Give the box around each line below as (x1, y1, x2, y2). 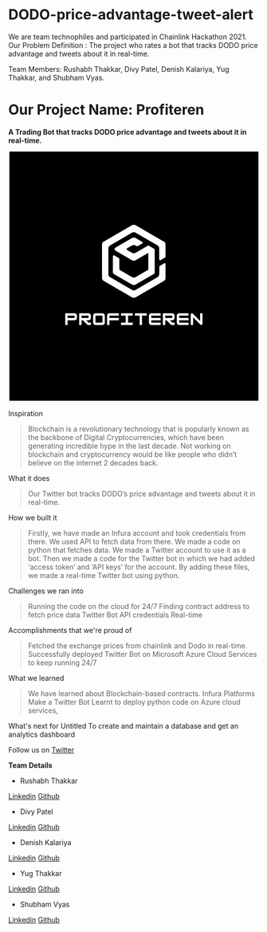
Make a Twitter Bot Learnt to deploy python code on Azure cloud (27, 697, 241, 706)
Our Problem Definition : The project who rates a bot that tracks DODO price (8, 40, 258, 49)
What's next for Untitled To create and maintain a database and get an (8, 721, 239, 730)
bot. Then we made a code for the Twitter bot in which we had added (27, 553, 255, 563)
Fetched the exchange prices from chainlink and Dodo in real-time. (27, 640, 248, 651)
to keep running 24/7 (27, 658, 97, 667)
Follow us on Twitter (8, 745, 75, 754)
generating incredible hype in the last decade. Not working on (27, 441, 231, 450)
